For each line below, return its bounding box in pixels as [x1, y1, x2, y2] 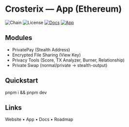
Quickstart [5, 77, 38, 85]
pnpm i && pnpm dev [5, 89, 47, 95]
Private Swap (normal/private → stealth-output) [12, 62, 108, 68]
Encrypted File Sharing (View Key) [12, 52, 81, 58]
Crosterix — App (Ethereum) [5, 3, 122, 15]
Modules [5, 34, 33, 42]
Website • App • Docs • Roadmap [5, 116, 74, 123]
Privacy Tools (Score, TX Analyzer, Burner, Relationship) [12, 57, 125, 63]
